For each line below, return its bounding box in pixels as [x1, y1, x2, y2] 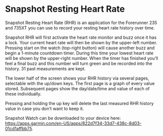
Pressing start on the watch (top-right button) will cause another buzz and [5, 45, 155, 51]
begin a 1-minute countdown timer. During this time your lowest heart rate [5, 50, 154, 56]
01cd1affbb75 [5, 125, 32, 131]
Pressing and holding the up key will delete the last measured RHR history [5, 100, 154, 106]
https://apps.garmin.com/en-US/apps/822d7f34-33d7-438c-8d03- [5, 120, 142, 126]
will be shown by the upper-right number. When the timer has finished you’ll [5, 55, 158, 61]
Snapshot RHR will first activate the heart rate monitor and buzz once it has [5, 34, 157, 40]
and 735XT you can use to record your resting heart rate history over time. [5, 25, 155, 30]
